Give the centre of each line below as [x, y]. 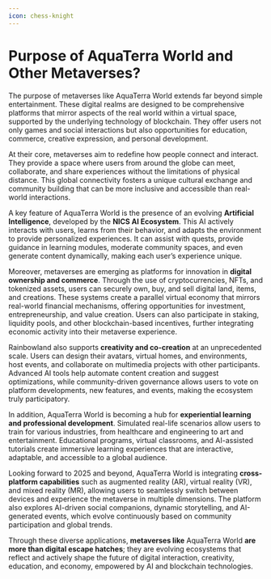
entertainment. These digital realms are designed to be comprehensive [127, 104]
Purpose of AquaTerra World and [121, 55]
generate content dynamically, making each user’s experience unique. [125, 256]
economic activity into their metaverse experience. [93, 332]
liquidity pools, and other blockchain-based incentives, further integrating [131, 323]
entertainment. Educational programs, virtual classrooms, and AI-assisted [131, 440]
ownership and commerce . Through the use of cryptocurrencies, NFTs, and [136, 280]
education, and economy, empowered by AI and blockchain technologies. [131, 566]
